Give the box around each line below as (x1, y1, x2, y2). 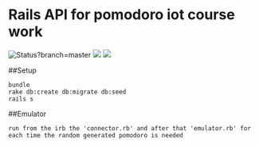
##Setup (8, 66, 37, 75)
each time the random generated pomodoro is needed (8, 131, 183, 139)
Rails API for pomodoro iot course (8, 6, 235, 24)
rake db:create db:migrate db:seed (8, 88, 127, 96)
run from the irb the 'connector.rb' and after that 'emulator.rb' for (8, 124, 251, 133)
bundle (8, 81, 30, 89)
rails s (8, 94, 34, 103)
